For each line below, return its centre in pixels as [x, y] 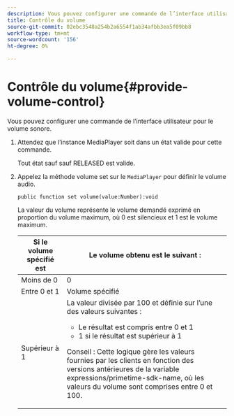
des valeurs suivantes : [104, 311]
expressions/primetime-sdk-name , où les [135, 378]
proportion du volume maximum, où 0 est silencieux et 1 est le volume [117, 217]
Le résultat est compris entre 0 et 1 [136, 327]
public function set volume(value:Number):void [87, 196]
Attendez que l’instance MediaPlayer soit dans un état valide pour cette [119, 142]
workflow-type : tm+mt [39, 33]
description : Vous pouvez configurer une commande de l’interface [106, 14]
